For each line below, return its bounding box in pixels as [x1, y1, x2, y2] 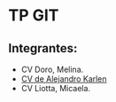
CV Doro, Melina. [20, 64, 84, 75]
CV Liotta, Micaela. [20, 83, 90, 93]
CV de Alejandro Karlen [20, 74, 107, 84]
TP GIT [8, 5, 59, 26]
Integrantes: [8, 41, 78, 56]
